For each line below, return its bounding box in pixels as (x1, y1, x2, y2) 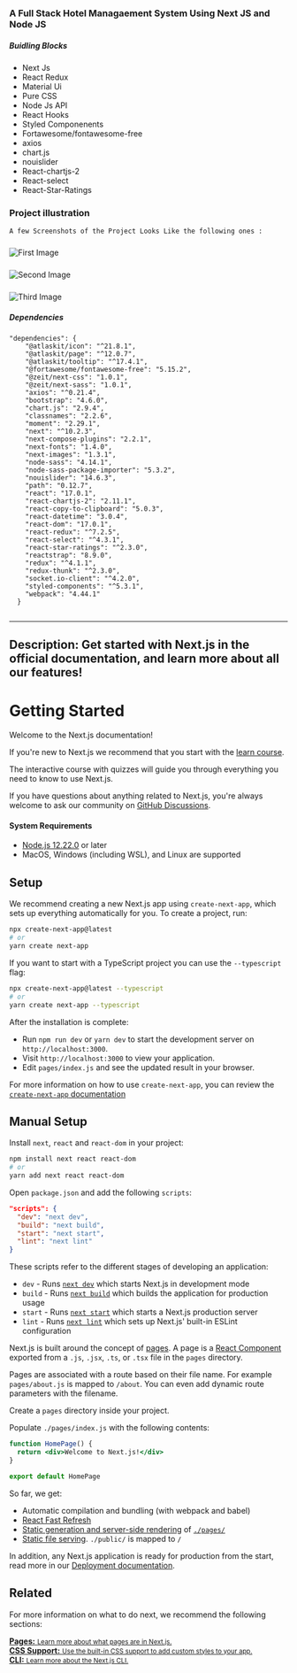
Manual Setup (9, 1114, 88, 1129)
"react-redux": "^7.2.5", (25, 528, 121, 536)
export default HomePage (9, 1472, 101, 1481)
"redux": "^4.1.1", (25, 559, 97, 567)
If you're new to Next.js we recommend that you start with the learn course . (9, 747, 285, 758)
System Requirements (9, 820, 93, 830)
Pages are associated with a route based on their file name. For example (9, 1369, 272, 1380)
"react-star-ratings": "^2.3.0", (25, 543, 148, 551)
